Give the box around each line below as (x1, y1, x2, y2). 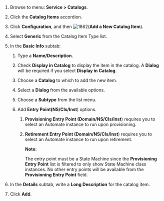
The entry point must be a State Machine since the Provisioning (24, 156, 157, 161)
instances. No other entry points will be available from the (24, 166, 144, 172)
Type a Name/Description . (17, 52, 73, 58)
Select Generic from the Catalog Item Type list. (9, 33, 107, 39)
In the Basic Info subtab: (9, 43, 61, 49)
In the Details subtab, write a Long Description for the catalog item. (9, 181, 150, 187)
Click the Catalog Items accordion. (9, 14, 82, 19)
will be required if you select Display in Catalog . (17, 67, 117, 73)
